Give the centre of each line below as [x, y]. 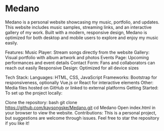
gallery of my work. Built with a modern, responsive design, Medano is [76, 32]
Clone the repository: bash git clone [41, 102]
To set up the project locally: [34, 93]
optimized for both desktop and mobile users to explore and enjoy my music [82, 38]
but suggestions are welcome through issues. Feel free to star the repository [82, 118]
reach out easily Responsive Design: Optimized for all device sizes [72, 68]
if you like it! [17, 123]
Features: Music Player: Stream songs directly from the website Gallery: [77, 52]
